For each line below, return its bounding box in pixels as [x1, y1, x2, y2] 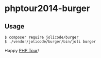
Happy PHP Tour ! [4, 48, 39, 53]
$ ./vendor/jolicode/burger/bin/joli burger [4, 39, 96, 44]
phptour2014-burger [4, 3, 90, 14]
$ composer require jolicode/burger [4, 35, 79, 40]
